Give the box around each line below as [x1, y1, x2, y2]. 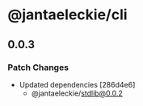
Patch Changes [7, 62, 69, 73]
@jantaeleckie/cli [7, 6, 128, 24]
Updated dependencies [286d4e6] [19, 79, 136, 89]
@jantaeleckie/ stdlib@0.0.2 [31, 88, 123, 98]
